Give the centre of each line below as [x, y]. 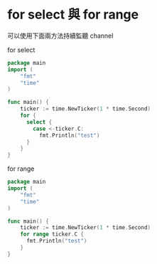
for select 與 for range [73, 15]
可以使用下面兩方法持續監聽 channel [60, 36]
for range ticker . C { [52, 234]
